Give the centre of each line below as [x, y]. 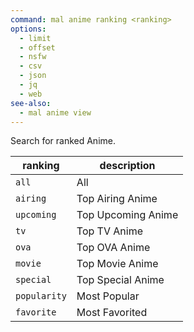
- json [33, 76]
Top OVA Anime [113, 248]
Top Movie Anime [117, 264]
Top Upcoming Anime [127, 215]
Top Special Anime [120, 280]
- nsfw [33, 57]
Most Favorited [112, 313]
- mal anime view [55, 112]
